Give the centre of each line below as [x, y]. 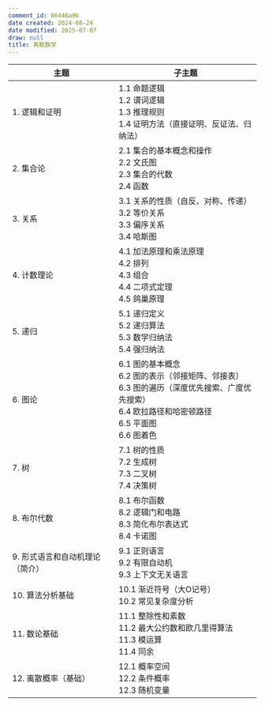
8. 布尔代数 [33, 519]
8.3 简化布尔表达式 [153, 524]
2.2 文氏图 [138, 163]
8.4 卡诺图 [138, 536]
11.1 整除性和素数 [152, 616]
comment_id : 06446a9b [44, 15]
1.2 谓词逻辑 [142, 100]
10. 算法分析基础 [43, 595]
